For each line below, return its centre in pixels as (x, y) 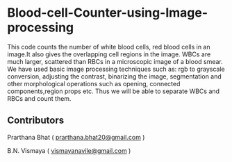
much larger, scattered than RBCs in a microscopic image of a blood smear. (115, 61)
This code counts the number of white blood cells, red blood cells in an (109, 47)
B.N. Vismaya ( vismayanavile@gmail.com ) (69, 150)
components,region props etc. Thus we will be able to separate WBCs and (114, 91)
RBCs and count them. (39, 98)
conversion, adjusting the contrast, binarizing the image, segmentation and (115, 76)
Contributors (36, 121)
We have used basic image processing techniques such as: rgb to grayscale (116, 69)
